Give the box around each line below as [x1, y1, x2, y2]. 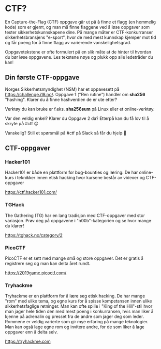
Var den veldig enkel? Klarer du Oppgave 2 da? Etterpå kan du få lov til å [5, 115, 149, 121]
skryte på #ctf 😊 [5, 120, 39, 126]
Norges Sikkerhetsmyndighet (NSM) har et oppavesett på [5, 86, 119, 92]
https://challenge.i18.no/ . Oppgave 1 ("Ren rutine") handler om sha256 [5, 91, 146, 97]
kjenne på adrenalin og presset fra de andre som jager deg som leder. [5, 314, 144, 319]
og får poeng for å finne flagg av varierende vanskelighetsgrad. [5, 39, 132, 45]
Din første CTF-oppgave [5, 73, 80, 82]
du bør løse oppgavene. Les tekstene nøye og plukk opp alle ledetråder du [5, 54, 153, 60]
